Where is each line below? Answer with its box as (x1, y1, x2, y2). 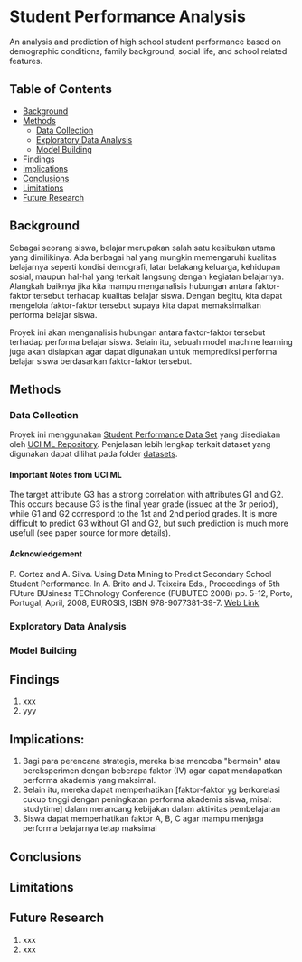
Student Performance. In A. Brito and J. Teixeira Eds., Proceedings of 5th (9, 578, 280, 589)
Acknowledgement (9, 548, 83, 559)
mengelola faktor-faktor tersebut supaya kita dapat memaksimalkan (9, 300, 262, 311)
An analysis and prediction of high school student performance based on (9, 36, 282, 47)
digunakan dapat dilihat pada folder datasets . (9, 449, 178, 460)
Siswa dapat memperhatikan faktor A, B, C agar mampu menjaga (22, 813, 264, 824)
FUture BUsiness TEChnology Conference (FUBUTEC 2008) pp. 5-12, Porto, (9, 587, 293, 598)
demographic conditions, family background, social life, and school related (9, 45, 288, 56)
